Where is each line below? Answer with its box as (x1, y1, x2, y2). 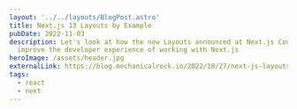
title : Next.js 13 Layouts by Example (9, 21, 152, 30)
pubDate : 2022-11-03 (9, 29, 86, 38)
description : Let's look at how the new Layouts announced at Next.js (9, 37, 275, 47)
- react (17, 78, 46, 87)
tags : (9, 70, 29, 79)
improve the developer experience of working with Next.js (17, 46, 240, 54)
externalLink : (9, 62, 62, 71)
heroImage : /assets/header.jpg (9, 54, 125, 62)
